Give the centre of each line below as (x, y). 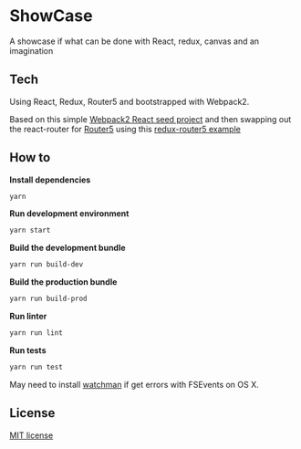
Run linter (28, 317)
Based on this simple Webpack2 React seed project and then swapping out (150, 119)
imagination (31, 50)
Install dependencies (50, 180)
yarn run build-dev (47, 265)
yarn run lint (36, 333)
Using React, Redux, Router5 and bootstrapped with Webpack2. (130, 101)
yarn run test (36, 367)
